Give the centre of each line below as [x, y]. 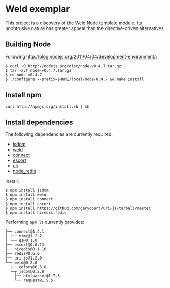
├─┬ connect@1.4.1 [25, 232]
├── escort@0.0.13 [25, 245]
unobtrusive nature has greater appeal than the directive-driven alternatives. [85, 28]
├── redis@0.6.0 [22, 254]
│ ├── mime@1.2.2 [24, 236]
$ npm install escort [28, 204]
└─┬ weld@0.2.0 [21, 263]
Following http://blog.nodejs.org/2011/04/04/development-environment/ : [81, 56]
